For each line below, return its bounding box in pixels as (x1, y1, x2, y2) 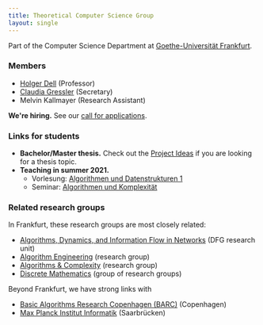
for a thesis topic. (19, 157, 77, 166)
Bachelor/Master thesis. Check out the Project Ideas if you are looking (19, 148, 252, 159)
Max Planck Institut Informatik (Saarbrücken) (19, 308, 166, 318)
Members (8, 60, 46, 71)
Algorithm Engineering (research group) (19, 252, 151, 262)
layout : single (8, 19, 59, 27)
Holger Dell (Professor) (19, 78, 95, 88)
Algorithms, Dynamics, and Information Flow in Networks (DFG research (19, 235, 256, 245)
